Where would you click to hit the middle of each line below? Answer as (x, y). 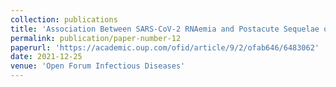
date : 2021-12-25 (46, 57)
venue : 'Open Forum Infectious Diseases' (98, 66)
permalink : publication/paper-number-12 (96, 38)
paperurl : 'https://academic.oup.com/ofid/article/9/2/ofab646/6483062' (165, 47)
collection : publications (64, 19)
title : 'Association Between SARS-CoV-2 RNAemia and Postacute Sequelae (165, 29)
